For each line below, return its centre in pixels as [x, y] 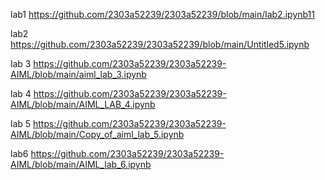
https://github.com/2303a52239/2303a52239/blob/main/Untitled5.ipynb [160, 44]
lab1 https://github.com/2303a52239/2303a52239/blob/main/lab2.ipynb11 [163, 14]
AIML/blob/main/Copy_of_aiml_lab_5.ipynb [97, 134]
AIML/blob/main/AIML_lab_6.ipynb [81, 164]
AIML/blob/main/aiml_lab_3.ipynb [78, 74]
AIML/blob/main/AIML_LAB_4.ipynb [83, 104]
